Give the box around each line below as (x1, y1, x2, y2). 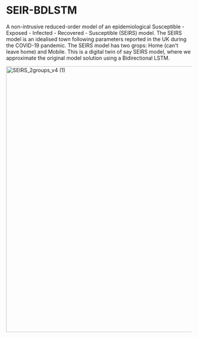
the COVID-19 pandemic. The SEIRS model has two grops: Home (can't (6, 42, 179, 49)
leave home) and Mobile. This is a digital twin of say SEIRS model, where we (6, 48, 191, 55)
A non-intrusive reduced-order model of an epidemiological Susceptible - (6, 23, 184, 30)
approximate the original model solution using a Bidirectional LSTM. (6, 54, 170, 61)
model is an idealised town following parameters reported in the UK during (6, 35, 187, 42)
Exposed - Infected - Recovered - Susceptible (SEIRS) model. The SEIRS (6, 29, 182, 36)
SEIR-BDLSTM (6, 4, 78, 17)
